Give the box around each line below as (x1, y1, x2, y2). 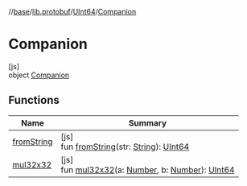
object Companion (8, 70, 70, 80)
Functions (8, 93, 60, 107)
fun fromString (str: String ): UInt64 (60, 141, 190, 152)
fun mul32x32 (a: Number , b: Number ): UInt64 (60, 164, 235, 176)
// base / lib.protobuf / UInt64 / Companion (8, 7, 137, 16)
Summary (128, 117, 167, 128)
